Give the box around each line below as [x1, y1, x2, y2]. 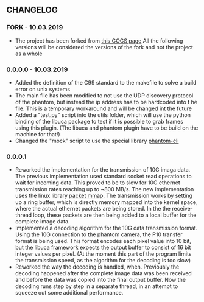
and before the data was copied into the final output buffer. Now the [15, 276, 186, 284]
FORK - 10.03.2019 [6, 23, 63, 32]
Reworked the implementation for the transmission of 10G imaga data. [15, 166, 191, 174]
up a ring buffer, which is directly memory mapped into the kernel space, [15, 198, 198, 206]
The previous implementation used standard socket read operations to [15, 173, 192, 180]
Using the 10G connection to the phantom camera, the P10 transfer [15, 231, 183, 238]
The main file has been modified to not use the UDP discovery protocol [15, 91, 194, 99]
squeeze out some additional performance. [15, 289, 124, 297]
